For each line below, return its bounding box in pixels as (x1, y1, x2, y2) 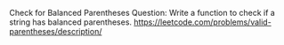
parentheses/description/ (9, 26, 102, 36)
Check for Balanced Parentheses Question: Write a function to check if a (9, 8, 276, 18)
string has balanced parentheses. (9, 17, 132, 27)
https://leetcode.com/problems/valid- (133, 17, 272, 27)
